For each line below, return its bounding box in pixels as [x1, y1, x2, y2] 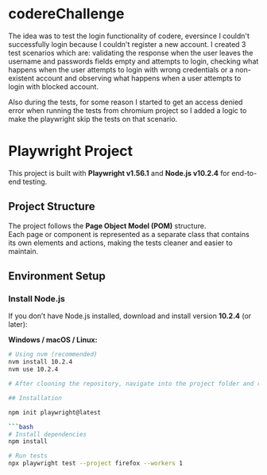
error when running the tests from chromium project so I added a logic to [8, 105, 247, 115]
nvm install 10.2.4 [8, 358, 73, 366]
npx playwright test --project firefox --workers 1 [8, 459, 183, 468]
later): [8, 320, 28, 329]
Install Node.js [8, 294, 65, 304]
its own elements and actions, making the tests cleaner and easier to [8, 238, 233, 247]
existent [8, 73, 34, 83]
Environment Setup [8, 270, 106, 283]
